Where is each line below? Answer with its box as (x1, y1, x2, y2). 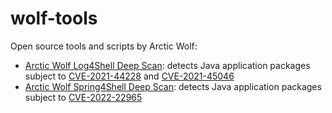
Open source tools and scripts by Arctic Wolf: (10, 40, 198, 52)
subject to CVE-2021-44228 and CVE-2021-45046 (24, 70, 235, 82)
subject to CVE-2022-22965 (24, 91, 143, 103)
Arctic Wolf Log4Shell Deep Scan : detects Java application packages (24, 59, 311, 71)
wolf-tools (10, 7, 98, 30)
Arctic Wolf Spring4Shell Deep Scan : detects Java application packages (24, 80, 322, 92)
